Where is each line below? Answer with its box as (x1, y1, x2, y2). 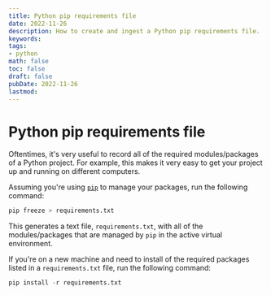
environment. (8, 239, 53, 249)
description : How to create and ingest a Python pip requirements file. (8, 27, 260, 35)
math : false (8, 58, 49, 66)
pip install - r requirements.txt (8, 279, 122, 287)
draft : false (8, 72, 53, 80)
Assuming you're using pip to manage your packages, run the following (8, 182, 248, 192)
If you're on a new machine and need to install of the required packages (8, 254, 250, 264)
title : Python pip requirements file (8, 11, 137, 20)
